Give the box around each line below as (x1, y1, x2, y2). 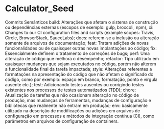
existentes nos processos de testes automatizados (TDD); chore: (5, 87, 136, 93)
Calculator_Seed (5, 3, 74, 14)
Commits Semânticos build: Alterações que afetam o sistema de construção (5, 19, 158, 25)
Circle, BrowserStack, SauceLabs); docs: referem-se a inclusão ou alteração (5, 35, 159, 41)
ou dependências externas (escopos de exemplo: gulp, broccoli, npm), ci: (5, 24, 154, 30)
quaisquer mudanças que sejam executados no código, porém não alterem (5, 61, 156, 67)
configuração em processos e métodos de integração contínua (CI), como (5, 113, 155, 119)
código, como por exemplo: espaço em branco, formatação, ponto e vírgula (5, 77, 158, 82)
